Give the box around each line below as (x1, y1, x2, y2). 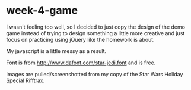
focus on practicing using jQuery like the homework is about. (6, 36, 155, 43)
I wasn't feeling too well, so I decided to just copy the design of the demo (6, 23, 186, 30)
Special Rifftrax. (6, 77, 45, 84)
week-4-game (6, 4, 78, 17)
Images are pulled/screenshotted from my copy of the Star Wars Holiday (6, 70, 183, 77)
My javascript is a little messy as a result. (6, 47, 107, 54)
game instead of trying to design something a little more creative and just (6, 29, 185, 36)
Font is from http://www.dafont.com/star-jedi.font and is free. (6, 59, 156, 66)
